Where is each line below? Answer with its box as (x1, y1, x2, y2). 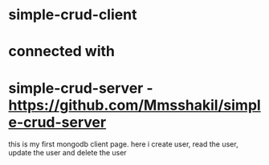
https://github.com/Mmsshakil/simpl (8, 96, 261, 114)
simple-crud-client (8, 6, 137, 24)
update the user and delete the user (8, 148, 127, 158)
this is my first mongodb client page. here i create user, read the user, (8, 139, 238, 149)
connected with (8, 42, 115, 61)
